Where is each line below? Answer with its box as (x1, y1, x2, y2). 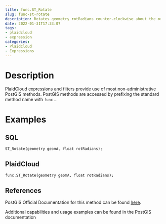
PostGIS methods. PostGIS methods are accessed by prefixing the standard (5, 91, 159, 97)
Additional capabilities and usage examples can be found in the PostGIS (5, 209, 152, 215)
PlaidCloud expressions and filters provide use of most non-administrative (5, 86, 156, 92)
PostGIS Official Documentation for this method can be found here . (5, 199, 142, 205)
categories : (5, 39, 30, 44)
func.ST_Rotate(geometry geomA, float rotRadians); (5, 173, 114, 178)
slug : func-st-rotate (5, 12, 50, 17)
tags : (5, 26, 16, 31)
